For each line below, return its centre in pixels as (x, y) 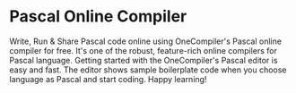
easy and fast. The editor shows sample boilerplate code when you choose (148, 70)
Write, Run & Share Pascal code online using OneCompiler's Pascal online (146, 41)
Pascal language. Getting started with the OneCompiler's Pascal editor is (144, 60)
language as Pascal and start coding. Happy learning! (108, 79)
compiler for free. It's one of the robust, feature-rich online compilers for (144, 50)
